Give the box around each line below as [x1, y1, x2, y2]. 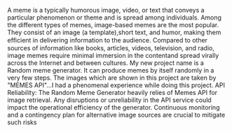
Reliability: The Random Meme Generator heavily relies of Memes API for [7, 89, 218, 96]
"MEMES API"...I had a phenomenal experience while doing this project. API [7, 81, 226, 89]
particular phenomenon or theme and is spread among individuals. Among [7, 13, 222, 22]
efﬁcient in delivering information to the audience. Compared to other [7, 36, 208, 44]
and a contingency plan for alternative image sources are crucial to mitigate [7, 111, 226, 119]
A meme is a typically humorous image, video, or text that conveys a [7, 6, 205, 14]
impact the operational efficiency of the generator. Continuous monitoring [7, 103, 220, 111]
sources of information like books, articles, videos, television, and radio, [7, 44, 215, 52]
